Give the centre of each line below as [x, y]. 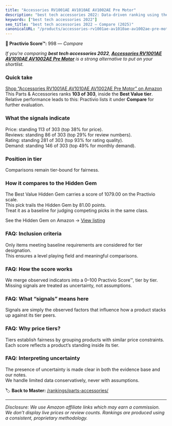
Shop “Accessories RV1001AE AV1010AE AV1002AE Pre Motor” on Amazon [84, 89]
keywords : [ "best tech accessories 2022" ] [51, 19]
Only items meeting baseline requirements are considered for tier [74, 245]
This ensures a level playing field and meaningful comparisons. [72, 255]
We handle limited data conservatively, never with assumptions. [72, 380]
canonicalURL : [20, 29]
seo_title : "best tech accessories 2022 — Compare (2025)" [70, 24]
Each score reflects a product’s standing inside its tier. [62, 345]
